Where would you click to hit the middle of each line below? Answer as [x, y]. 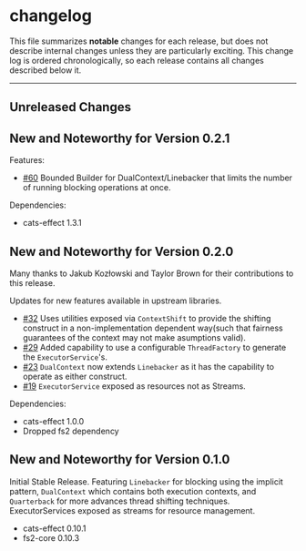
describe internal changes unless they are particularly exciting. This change [152, 50]
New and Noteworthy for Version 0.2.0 [122, 251]
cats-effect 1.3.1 [52, 223]
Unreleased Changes [71, 107]
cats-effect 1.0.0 [53, 421]
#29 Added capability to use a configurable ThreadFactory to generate [154, 347]
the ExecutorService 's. [65, 357]
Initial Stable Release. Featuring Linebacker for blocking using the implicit [147, 481]
